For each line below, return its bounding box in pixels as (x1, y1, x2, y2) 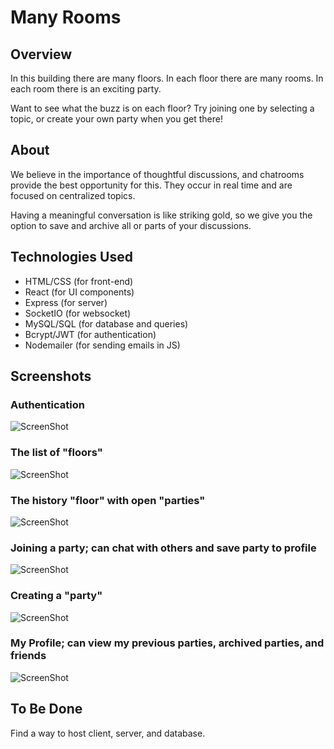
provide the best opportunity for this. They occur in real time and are (10, 179, 293, 191)
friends (10, 649, 47, 663)
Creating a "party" (10, 589, 103, 603)
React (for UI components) (24, 286, 135, 298)
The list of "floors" (10, 446, 103, 460)
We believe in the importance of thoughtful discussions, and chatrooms (10, 168, 305, 180)
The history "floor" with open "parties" (10, 493, 206, 507)
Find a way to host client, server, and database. (10, 727, 206, 739)
